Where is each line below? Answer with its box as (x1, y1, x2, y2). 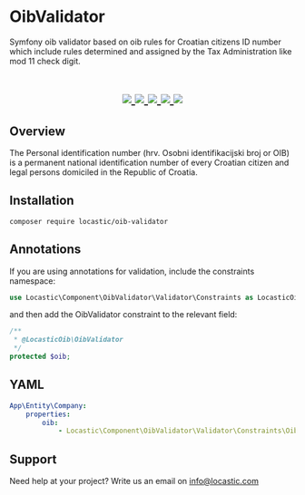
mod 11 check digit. (9, 55, 82, 66)
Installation (9, 193, 74, 209)
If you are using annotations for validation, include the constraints (9, 266, 255, 277)
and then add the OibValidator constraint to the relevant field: (9, 309, 238, 320)
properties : (25, 410, 71, 419)
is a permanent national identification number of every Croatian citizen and (9, 157, 290, 168)
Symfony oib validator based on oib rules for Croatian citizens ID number (9, 36, 281, 47)
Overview (9, 123, 66, 139)
